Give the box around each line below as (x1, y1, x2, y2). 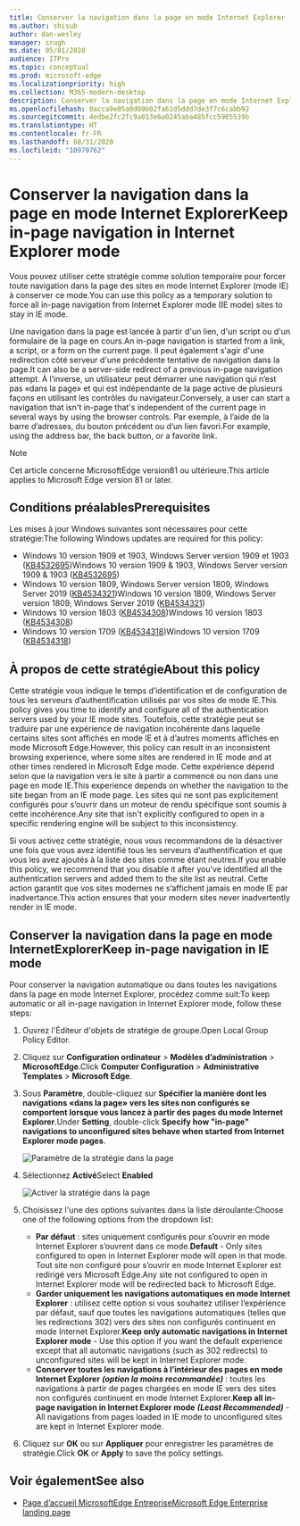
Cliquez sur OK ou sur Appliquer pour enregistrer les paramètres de (21, 1439, 274, 1448)
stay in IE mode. (9, 309, 69, 319)
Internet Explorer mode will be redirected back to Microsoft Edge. (35, 1279, 277, 1290)
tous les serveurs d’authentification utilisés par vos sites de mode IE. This (9, 695, 277, 706)
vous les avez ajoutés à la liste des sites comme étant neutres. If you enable (9, 854, 287, 866)
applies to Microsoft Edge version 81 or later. (9, 474, 173, 485)
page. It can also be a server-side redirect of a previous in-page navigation (9, 363, 283, 375)
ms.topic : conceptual (9, 63, 90, 72)
